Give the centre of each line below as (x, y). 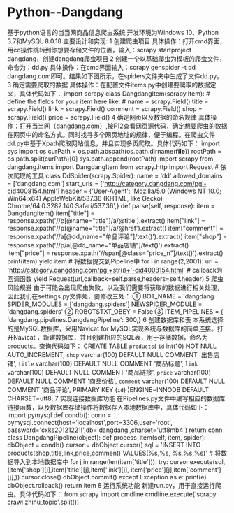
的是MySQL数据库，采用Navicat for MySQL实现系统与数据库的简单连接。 (112, 328)
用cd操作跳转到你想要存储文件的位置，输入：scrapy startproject (100, 50)
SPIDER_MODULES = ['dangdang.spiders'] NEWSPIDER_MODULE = (105, 304)
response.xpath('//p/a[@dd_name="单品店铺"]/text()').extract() (98, 245)
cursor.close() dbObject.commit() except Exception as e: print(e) (114, 477)
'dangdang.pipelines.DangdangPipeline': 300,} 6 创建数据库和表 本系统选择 (115, 319)
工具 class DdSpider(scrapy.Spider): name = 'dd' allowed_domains (127, 175)
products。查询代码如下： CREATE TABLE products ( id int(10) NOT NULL (112, 346)
